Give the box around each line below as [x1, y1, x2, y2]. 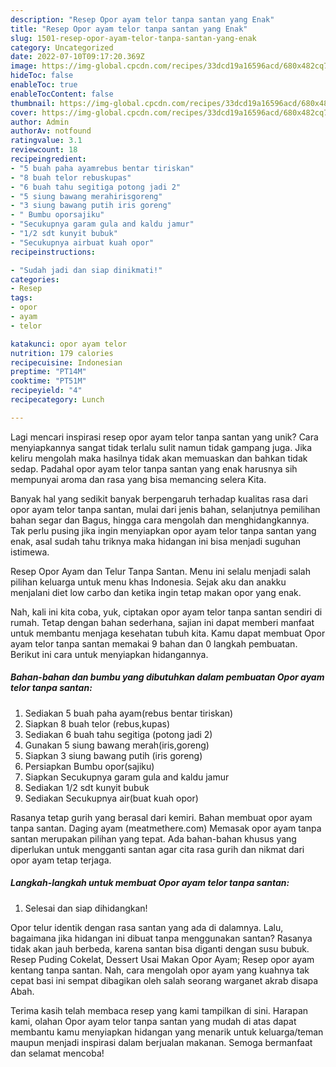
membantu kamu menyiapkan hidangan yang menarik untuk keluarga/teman [10, 1026, 324, 1038]
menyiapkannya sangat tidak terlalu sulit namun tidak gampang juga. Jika [10, 441, 313, 453]
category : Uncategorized [10, 42, 114, 53]
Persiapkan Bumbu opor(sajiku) [24, 760, 155, 772]
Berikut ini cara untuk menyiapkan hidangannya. [10, 648, 209, 660]
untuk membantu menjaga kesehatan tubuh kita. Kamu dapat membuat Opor [10, 627, 326, 639]
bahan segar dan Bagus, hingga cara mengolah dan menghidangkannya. [10, 514, 310, 526]
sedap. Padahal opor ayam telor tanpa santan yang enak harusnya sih [10, 462, 298, 475]
